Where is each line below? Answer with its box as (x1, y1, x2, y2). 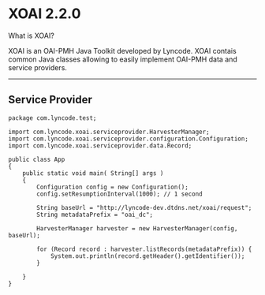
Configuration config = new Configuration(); (36, 183, 189, 191)
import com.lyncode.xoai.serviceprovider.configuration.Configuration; (8, 135, 248, 143)
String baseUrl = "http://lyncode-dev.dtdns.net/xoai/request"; (36, 204, 252, 211)
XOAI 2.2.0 (8, 5, 81, 23)
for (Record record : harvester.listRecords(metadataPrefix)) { (36, 245, 252, 253)
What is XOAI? (8, 31, 55, 40)
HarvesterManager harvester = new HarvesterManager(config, (36, 224, 238, 233)
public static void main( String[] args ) (22, 169, 164, 177)
